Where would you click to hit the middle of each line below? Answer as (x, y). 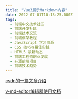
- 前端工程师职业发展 (29, 57)
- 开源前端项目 (23, 61)
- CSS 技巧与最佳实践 (30, 47)
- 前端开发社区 (23, 29)
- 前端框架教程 (23, 38)
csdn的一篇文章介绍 (26, 81)
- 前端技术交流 (23, 33)
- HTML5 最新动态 (26, 52)
